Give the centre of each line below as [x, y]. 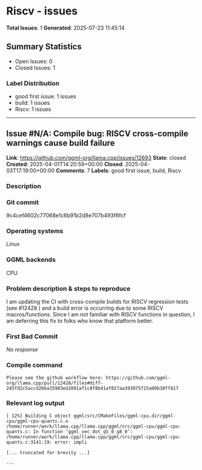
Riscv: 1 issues [33, 109]
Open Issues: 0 [34, 61]
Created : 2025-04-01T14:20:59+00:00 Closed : [65, 164]
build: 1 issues [32, 103]
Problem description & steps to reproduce [69, 289]
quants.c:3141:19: [29, 442]
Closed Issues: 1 [35, 67]
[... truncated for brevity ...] [48, 453]
